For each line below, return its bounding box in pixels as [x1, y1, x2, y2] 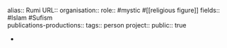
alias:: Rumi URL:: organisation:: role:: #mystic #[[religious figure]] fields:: [7, 6, 221, 14]
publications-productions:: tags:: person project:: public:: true [7, 21, 187, 29]
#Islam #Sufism [7, 13, 53, 22]
